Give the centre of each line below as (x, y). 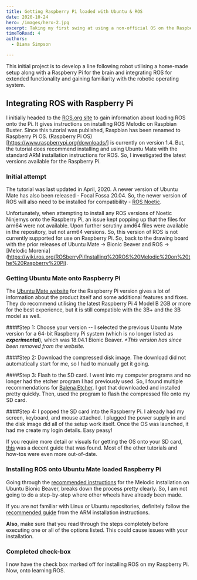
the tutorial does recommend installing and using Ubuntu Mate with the (92, 149)
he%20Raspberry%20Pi (35, 263)
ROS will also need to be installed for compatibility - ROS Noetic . (84, 202)
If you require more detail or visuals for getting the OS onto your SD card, (94, 442)
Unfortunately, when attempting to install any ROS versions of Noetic (89, 213)
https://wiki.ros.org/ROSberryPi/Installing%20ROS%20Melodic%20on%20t (99, 257)
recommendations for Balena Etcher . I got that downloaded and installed (93, 388)
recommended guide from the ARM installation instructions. (78, 512)
